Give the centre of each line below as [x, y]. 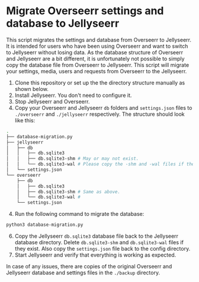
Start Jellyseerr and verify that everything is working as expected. [95, 255]
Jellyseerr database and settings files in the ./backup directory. [83, 273]
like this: [25, 120]
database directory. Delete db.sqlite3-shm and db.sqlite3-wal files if [99, 242]
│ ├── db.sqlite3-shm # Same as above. [68, 192]
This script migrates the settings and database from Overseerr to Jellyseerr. [99, 40]
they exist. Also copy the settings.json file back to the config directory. [102, 249]
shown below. [31, 89]
